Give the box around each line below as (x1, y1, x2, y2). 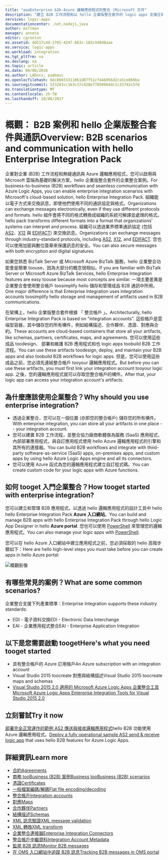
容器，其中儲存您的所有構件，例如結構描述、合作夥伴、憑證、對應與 (13, 322, 154, 328)
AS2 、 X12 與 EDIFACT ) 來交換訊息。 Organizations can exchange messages (5, 230, 161, 236)
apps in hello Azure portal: (5, 551, 59, 558)
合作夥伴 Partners (12, 805, 48, 811)
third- (147, 444, 159, 450)
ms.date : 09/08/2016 (5, 68, 48, 73)
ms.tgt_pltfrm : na (5, 54, 43, 59)
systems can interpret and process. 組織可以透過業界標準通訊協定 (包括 (5, 224, 152, 230)
